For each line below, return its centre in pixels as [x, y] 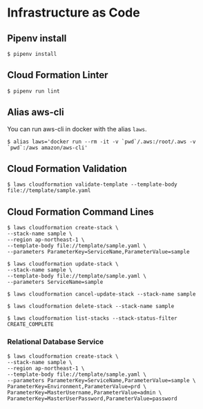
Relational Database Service [56, 342]
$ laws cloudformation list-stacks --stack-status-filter [92, 318]
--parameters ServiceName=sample [55, 282]
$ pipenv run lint [33, 91]
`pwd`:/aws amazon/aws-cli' [48, 148]
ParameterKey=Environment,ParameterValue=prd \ [77, 386]
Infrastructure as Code [74, 13]
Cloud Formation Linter [58, 75]
